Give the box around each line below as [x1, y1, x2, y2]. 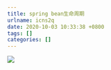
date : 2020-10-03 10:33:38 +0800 [7, 23, 105, 30]
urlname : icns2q [7, 17, 54, 24]
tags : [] [7, 29, 33, 37]
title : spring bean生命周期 [7, 10, 85, 17]
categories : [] [7, 36, 52, 43]
